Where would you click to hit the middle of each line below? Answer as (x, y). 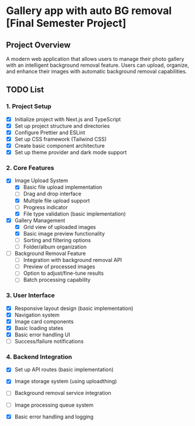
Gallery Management (40, 220)
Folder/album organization (55, 247)
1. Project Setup (29, 107)
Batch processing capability (57, 280)
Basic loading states (39, 328)
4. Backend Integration (39, 357)
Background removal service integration (63, 393)
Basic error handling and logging (54, 417)
